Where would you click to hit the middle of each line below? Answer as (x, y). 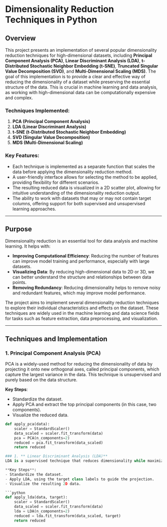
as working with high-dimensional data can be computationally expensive (81, 92)
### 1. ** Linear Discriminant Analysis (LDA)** (56, 456)
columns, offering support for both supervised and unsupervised (79, 203)
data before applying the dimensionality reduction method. (72, 172)
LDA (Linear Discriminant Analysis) (49, 127)
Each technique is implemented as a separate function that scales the (83, 166)
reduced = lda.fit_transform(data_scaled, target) (68, 516)
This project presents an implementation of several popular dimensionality (81, 50)
